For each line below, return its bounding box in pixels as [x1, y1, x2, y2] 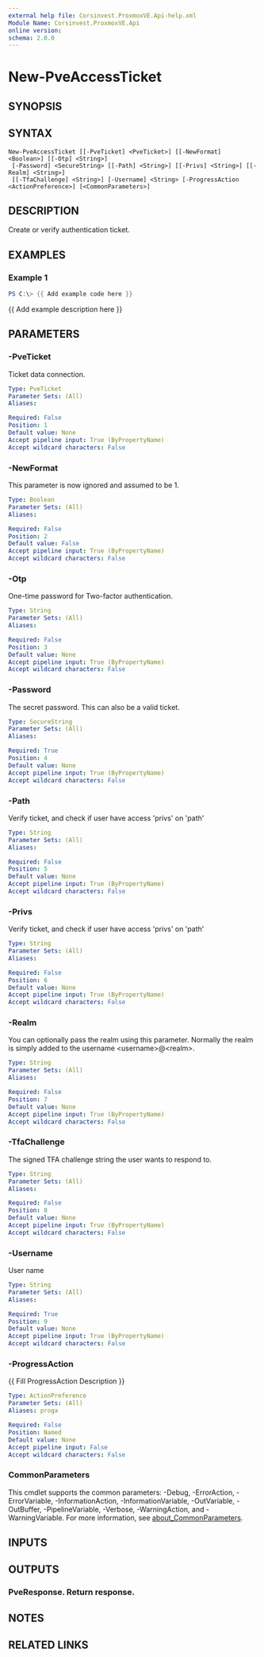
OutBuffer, [8, 1504, 42, 1514]
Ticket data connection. [8, 369, 86, 378]
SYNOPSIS [8, 99, 63, 113]
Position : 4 [8, 755, 48, 763]
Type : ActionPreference [8, 1392, 87, 1400]
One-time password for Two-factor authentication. [8, 592, 173, 601]
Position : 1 [8, 421, 48, 429]
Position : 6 [8, 976, 48, 984]
